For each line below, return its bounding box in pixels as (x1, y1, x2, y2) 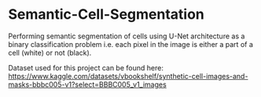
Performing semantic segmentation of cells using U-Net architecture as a (8, 31, 245, 41)
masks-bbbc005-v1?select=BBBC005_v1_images (8, 80, 167, 89)
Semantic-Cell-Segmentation (8, 5, 204, 23)
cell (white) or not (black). (8, 48, 92, 57)
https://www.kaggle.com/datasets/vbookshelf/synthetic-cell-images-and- (8, 71, 248, 81)
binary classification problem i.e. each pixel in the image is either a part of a (8, 39, 254, 48)
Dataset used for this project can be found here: (8, 63, 164, 72)
